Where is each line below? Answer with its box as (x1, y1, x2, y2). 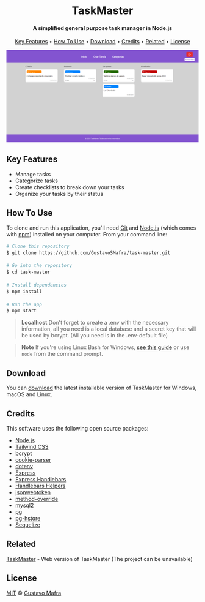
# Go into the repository (6, 263, 72, 269)
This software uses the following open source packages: (6, 424, 149, 432)
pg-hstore (15, 514, 41, 522)
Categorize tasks (15, 177, 58, 184)
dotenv (15, 462, 34, 470)
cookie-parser (15, 456, 51, 463)
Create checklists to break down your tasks (15, 183, 124, 190)
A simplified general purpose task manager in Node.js (32, 24, 173, 31)
